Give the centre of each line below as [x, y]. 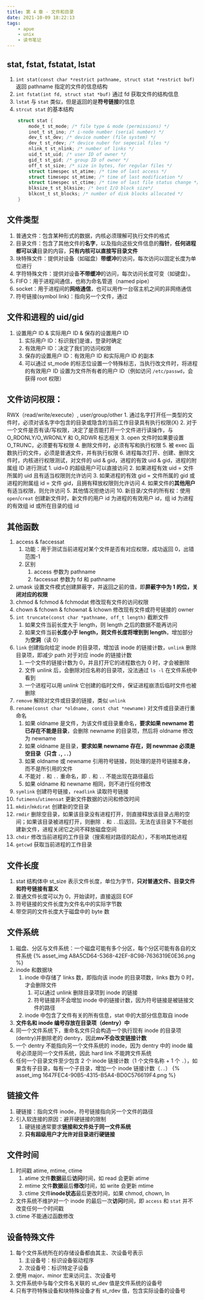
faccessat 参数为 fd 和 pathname [74, 579]
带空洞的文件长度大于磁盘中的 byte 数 [62, 912]
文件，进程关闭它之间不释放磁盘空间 [71, 829]
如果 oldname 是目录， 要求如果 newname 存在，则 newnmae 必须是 [110, 746]
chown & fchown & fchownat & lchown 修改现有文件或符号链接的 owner [105, 610]
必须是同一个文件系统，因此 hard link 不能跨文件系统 [86, 1053]
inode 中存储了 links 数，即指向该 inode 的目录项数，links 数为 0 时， [111, 977]
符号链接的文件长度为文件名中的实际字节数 [69, 904]
